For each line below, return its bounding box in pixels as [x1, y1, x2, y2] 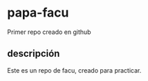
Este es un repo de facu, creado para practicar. [7, 66, 142, 74]
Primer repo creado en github [7, 28, 91, 36]
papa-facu [7, 5, 69, 21]
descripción [7, 48, 60, 60]
